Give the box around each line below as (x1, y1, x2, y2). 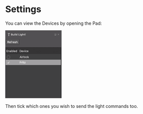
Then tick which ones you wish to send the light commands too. (5, 103, 138, 109)
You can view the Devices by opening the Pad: (5, 20, 102, 26)
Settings (5, 4, 41, 15)
